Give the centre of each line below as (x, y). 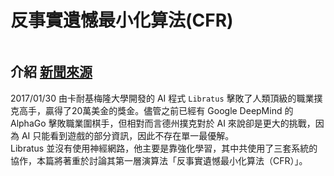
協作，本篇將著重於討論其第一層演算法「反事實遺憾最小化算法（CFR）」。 (159, 160)
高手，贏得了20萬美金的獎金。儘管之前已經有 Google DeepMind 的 (156, 110)
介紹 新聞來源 (51, 72)
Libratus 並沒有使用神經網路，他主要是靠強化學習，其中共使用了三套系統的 (164, 148)
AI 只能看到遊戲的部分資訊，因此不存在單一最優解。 (128, 135)
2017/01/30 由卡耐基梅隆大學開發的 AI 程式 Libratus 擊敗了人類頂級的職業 (162, 98)
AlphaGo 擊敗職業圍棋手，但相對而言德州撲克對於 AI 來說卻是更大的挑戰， (163, 123)
